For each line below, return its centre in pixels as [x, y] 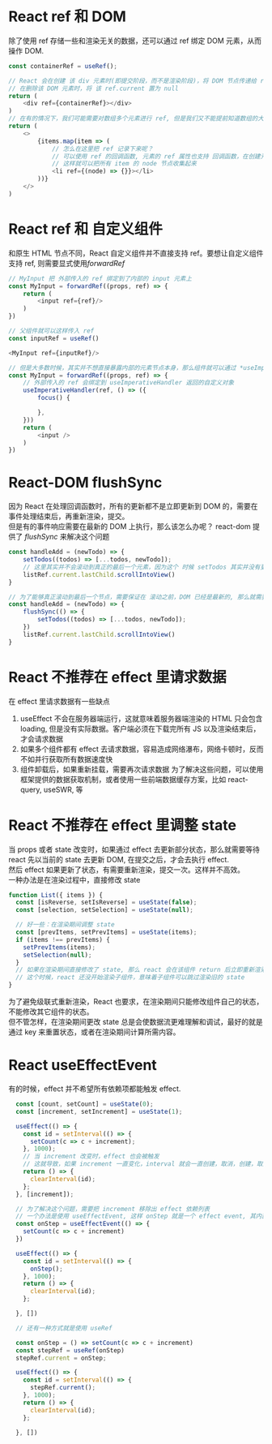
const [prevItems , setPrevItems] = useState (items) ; [106, 933]
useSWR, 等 [63, 789]
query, [31, 789]
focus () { [54, 398]
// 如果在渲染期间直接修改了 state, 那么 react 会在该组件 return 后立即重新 [135, 970]
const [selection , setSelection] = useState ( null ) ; [105, 910]
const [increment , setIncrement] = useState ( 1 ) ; [99, 1111]
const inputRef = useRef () [54, 338]
